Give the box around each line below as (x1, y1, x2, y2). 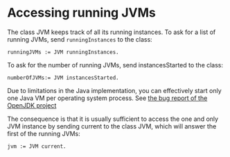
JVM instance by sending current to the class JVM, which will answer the (7, 122, 217, 130)
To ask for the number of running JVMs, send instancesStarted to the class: (7, 60, 224, 69)
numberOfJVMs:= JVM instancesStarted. (7, 74, 119, 81)
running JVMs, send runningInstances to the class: (7, 35, 152, 43)
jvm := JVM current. (7, 142, 67, 150)
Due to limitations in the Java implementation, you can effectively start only (7, 86, 222, 94)
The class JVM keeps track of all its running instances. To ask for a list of (7, 28, 216, 36)
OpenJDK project (7, 101, 57, 109)
